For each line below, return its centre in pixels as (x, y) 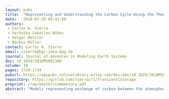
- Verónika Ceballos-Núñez (36, 33)
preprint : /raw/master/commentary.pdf (46, 84)
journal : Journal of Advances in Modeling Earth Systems (66, 56)
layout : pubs (19, 10)
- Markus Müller (24, 42)
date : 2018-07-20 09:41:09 (36, 19)
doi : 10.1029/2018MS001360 (33, 61)
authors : (14, 24)
